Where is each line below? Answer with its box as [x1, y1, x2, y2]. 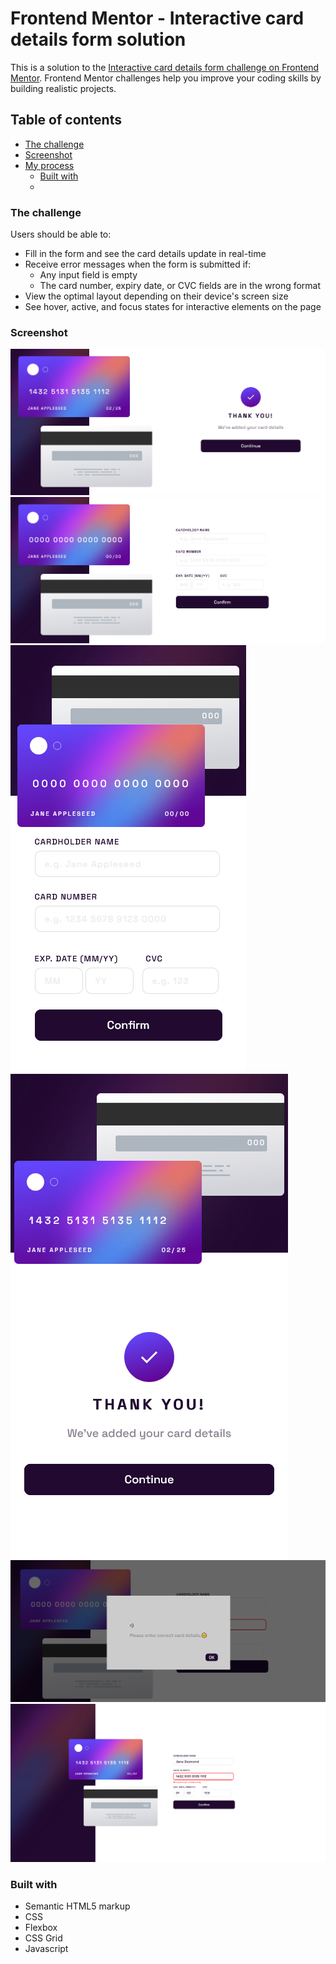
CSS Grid [24, 1932, 63, 1944]
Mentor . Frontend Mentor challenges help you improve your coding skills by [10, 72, 322, 84]
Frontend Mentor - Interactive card [10, 7, 305, 30]
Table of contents [10, 112, 122, 129]
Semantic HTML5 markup [24, 1900, 131, 1912]
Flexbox [24, 1922, 58, 1934]
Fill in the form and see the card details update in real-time [24, 248, 267, 260]
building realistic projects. [10, 82, 117, 94]
